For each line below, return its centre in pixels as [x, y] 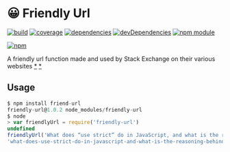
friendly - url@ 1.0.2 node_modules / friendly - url [75, 110]
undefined [21, 129]
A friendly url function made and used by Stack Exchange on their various [111, 59]
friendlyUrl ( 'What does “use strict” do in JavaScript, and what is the [113, 136]
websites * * [25, 66]
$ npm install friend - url [44, 103]
